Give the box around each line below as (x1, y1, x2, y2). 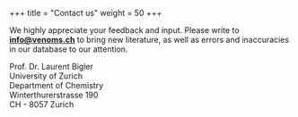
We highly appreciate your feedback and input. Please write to (9, 25, 240, 35)
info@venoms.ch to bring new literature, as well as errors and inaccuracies (9, 35, 290, 45)
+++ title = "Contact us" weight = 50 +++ (9, 8, 162, 18)
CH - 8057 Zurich (9, 99, 74, 110)
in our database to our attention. (9, 44, 128, 54)
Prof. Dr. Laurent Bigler (9, 62, 94, 71)
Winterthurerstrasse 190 (9, 89, 99, 100)
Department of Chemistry (9, 80, 104, 90)
